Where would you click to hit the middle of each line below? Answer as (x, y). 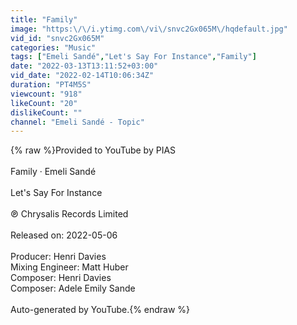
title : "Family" (44, 19)
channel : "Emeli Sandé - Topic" (77, 122)
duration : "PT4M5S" (51, 85)
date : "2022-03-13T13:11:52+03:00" (84, 66)
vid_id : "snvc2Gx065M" (57, 38)
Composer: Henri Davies (61, 278)
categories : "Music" (53, 47)
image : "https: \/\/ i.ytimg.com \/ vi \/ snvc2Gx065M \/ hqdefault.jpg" (149, 29)
